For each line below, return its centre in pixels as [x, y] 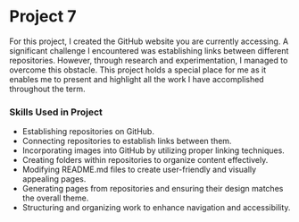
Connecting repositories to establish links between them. [127, 141]
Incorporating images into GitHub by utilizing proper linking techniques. [154, 150]
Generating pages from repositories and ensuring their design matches [153, 189]
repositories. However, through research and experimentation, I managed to [149, 60]
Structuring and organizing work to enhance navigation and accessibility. [156, 208]
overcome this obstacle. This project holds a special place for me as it [138, 70]
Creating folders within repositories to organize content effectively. [145, 160]
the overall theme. [55, 198]
